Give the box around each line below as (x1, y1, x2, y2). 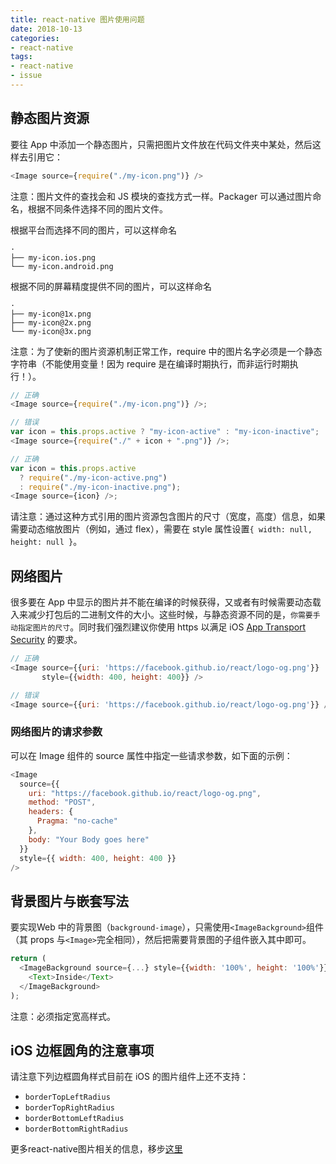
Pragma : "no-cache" (36, 816, 118, 826)
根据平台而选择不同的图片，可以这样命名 (10, 224, 177, 236)
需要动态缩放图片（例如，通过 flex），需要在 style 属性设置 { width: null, (10, 523, 313, 535)
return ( (10, 954, 47, 964)
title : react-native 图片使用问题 (10, 14, 145, 25)
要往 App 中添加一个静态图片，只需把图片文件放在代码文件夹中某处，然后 (10, 138, 313, 150)
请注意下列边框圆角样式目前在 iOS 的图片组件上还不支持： (10, 1071, 249, 1083)
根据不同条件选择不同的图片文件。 (27, 202, 168, 215)
